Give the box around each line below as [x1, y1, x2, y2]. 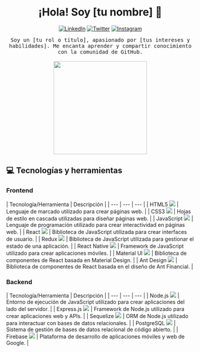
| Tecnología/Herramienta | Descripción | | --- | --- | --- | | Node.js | [6, 292, 180, 299]
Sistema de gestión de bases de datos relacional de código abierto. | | [6, 326, 179, 333]
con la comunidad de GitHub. [57, 48, 143, 55]
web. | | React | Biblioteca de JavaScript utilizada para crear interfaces [6, 228, 187, 235]
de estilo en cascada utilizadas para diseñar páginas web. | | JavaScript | [6, 214, 193, 222]
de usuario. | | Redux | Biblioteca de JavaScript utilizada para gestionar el [6, 235, 194, 242]
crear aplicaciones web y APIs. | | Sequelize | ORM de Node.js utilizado [6, 312, 189, 319]
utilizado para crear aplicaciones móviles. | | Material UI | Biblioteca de [6, 250, 187, 257]
